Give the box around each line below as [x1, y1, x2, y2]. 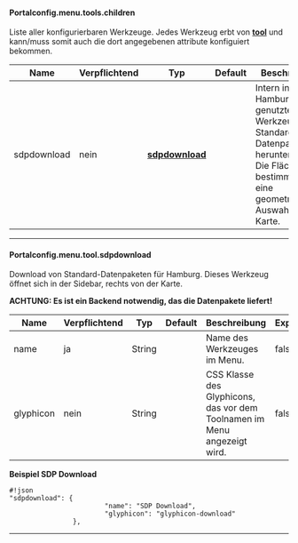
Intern [255, 82, 280, 94]
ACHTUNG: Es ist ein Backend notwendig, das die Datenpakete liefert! [9, 296, 273, 307]
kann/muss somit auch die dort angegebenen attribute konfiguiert [9, 36, 250, 47]
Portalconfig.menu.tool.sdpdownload [9, 249, 152, 260]
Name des [205, 331, 248, 344]
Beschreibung [205, 316, 267, 329]
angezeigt [205, 435, 247, 448]
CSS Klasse [205, 369, 255, 381]
